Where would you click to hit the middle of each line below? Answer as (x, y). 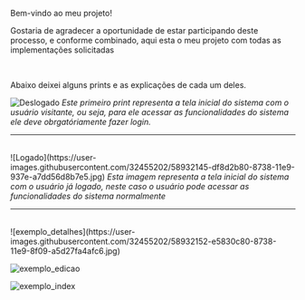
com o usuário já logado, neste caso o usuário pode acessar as (130, 186)
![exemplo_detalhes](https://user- (73, 232)
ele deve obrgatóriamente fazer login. (81, 122)
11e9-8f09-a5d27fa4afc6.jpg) (66, 251)
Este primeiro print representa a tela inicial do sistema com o (175, 102)
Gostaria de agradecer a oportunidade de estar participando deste (134, 30)
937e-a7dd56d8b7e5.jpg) (58, 177)
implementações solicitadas (62, 50)
